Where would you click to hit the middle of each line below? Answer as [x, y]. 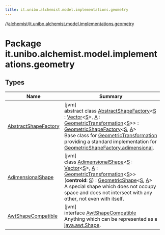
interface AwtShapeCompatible [100, 213]
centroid [76, 180]
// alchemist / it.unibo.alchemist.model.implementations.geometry [70, 24]
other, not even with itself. [94, 199]
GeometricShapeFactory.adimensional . [109, 147]
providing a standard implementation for [110, 142]
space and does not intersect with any [108, 192]
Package [23, 44]
